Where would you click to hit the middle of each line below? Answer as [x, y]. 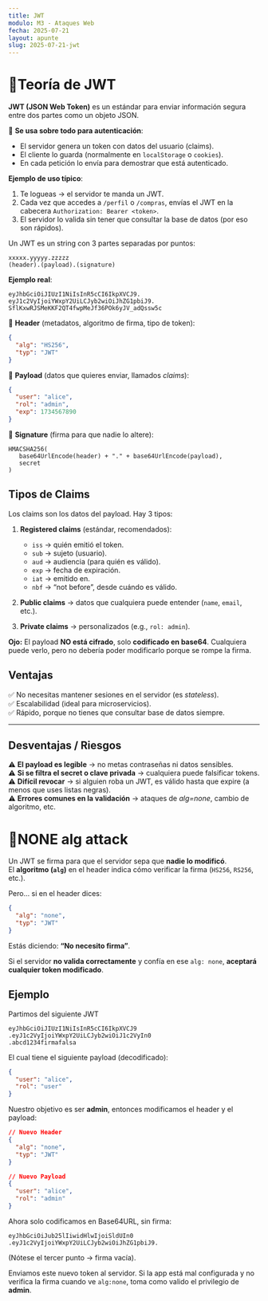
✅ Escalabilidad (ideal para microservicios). [80, 703]
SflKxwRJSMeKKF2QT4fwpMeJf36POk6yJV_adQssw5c [85, 309]
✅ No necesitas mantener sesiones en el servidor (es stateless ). [114, 694]
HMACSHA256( [28, 449]
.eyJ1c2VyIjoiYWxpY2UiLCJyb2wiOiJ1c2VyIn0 [80, 1036]
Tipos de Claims [49, 495]
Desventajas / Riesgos [65, 745]
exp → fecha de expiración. [76, 570]
